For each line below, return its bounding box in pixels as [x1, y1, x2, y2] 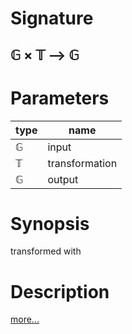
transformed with [10, 245, 82, 257]
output [47, 172, 79, 186]
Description [10, 280, 110, 303]
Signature [10, 7, 94, 30]
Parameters [10, 87, 110, 109]
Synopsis [10, 212, 90, 235]
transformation [47, 156, 118, 170]
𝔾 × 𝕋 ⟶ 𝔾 [10, 47, 80, 64]
